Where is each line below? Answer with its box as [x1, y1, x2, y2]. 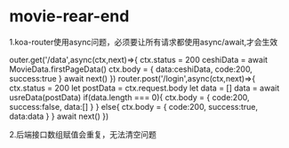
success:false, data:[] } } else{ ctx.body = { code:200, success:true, [9, 101, 259, 112]
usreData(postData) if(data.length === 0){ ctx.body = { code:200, [9, 91, 250, 103]
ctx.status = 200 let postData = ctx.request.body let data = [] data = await [9, 82, 280, 93]
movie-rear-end [9, 6, 130, 27]
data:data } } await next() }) [9, 111, 109, 121]
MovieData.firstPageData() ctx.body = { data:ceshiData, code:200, [9, 64, 253, 74]
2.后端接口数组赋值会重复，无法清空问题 [9, 129, 157, 139]
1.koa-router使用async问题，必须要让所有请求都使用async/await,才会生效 [9, 36, 278, 47]
